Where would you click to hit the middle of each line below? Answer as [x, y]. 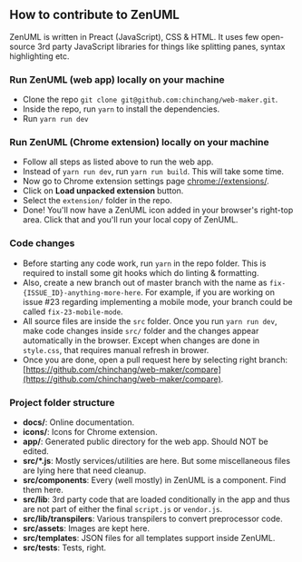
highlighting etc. [39, 56]
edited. [36, 451]
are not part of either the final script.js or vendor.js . [122, 509]
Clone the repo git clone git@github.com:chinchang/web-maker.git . [150, 100]
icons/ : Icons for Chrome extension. [90, 432]
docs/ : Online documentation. [78, 422]
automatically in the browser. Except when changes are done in [141, 340]
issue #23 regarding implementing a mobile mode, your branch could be [157, 301]
